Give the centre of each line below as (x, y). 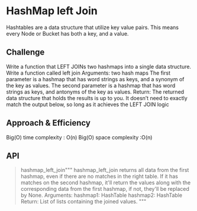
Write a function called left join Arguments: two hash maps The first (88, 73)
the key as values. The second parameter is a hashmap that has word (91, 85)
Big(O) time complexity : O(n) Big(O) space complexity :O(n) (79, 137)
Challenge (25, 52)
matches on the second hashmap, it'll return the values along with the (106, 183)
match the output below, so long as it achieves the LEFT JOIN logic (88, 104)
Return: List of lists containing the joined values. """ (83, 202)
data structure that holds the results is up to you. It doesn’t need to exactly (97, 98)
